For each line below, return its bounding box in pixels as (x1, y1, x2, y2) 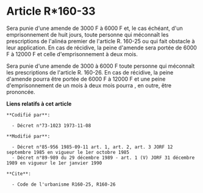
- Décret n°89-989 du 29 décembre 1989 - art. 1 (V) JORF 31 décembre (12, 155, 195, 161)
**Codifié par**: (6, 112, 51, 118)
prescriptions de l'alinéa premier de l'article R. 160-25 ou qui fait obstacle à (6, 37, 195, 45)
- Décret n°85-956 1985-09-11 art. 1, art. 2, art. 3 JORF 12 (12, 144, 173, 150)
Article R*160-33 (6, 4, 96, 18)
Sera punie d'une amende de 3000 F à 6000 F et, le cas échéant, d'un (6, 24, 183, 32)
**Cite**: (6, 170, 32, 177)
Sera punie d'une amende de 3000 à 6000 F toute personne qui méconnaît (6, 62, 195, 70)
